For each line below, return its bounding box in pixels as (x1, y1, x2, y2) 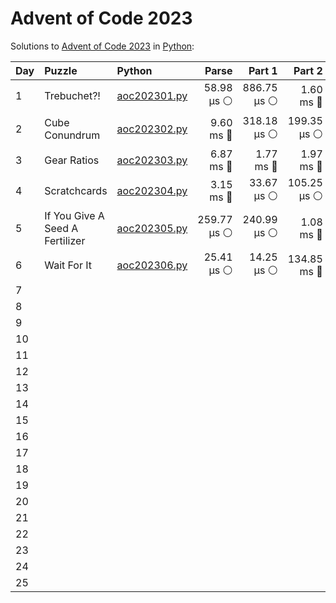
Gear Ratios (44, 153, 100, 167)
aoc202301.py (116, 89, 188, 103)
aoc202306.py (116, 258, 188, 272)
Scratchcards (44, 184, 108, 198)
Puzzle (44, 63, 78, 77)
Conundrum (44, 128, 101, 142)
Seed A (44, 221, 79, 235)
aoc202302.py (116, 122, 188, 136)
